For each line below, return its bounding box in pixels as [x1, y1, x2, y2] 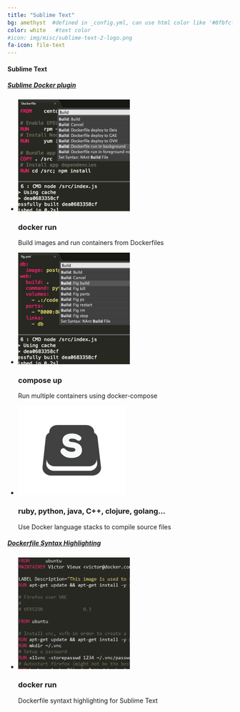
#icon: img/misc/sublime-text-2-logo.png [7, 34, 133, 41]
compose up [17, 375, 63, 385]
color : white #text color [7, 26, 91, 34]
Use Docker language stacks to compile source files [17, 522, 171, 531]
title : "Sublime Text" [7, 11, 75, 19]
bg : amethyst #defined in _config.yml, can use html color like [7, 19, 206, 26]
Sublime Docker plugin [7, 81, 76, 89]
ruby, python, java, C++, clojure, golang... [17, 506, 166, 516]
